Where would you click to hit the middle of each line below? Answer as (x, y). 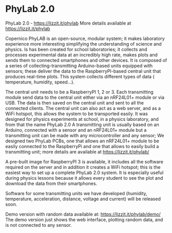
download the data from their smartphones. (51, 183)
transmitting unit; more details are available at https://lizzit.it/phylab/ (77, 152)
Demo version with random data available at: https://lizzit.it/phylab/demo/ (83, 214)
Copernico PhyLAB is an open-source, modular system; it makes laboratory (85, 38)
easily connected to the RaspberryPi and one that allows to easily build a (82, 146)
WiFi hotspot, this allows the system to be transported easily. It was (77, 114)
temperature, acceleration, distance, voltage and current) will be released (83, 199)
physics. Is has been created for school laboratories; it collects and (76, 49)
